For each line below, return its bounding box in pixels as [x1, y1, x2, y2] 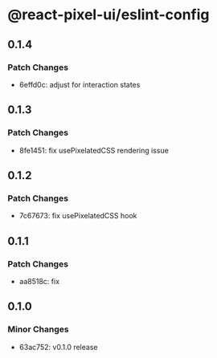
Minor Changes [7, 323, 69, 335]
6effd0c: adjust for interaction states [18, 79, 141, 89]
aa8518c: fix [18, 276, 60, 286]
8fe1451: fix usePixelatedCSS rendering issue [18, 145, 170, 155]
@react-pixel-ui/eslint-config [7, 6, 210, 24]
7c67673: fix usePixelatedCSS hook [18, 211, 137, 221]
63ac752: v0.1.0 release [18, 342, 98, 352]
